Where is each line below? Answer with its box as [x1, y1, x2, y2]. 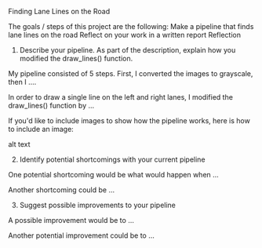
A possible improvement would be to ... [8, 216, 135, 224]
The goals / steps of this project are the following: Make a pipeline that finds [8, 22, 254, 31]
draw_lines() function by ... [8, 101, 95, 110]
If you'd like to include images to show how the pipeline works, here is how [8, 116, 251, 125]
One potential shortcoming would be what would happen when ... [8, 170, 220, 179]
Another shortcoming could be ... [8, 185, 115, 195]
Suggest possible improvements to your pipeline [19, 200, 176, 210]
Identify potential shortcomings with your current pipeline [19, 155, 206, 164]
